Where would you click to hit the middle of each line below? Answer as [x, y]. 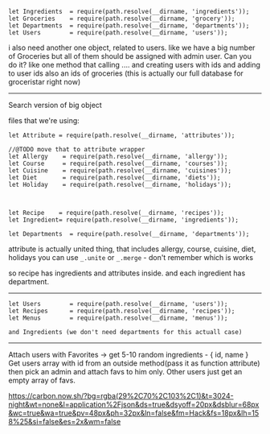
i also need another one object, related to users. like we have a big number [132, 48]
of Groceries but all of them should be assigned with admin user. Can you [130, 56]
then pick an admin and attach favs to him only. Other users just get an [125, 372]
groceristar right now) [45, 82]
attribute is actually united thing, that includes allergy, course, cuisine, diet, [132, 249]
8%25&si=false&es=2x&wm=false [65, 422]
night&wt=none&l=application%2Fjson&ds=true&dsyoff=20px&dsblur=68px [134, 404]
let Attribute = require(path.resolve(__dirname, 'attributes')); [122, 135]
